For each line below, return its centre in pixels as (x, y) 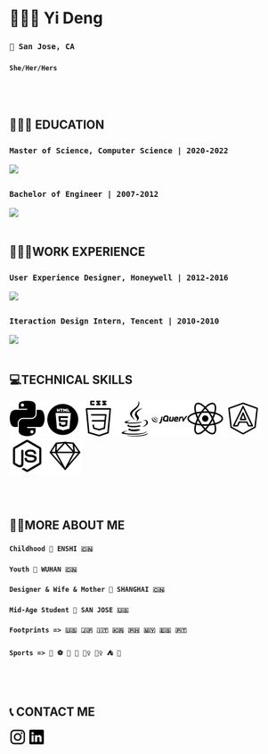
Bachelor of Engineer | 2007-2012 (84, 194)
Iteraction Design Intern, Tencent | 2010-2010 (114, 321)
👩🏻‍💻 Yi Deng (56, 18)
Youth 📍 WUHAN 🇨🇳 (43, 570)
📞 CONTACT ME (52, 712)
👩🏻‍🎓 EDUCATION (57, 124)
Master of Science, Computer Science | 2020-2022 (119, 150)
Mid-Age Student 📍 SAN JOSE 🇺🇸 (69, 610)
